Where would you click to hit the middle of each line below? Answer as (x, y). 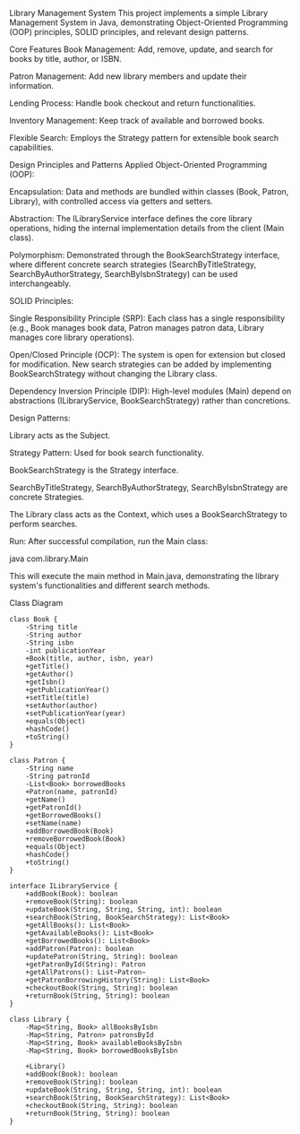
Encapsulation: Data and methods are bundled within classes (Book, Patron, (149, 191)
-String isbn (50, 643)
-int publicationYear (65, 651)
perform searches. (43, 524)
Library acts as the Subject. (60, 435)
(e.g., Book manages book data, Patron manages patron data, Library (137, 328)
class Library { (39, 1019)
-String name (50, 768)
